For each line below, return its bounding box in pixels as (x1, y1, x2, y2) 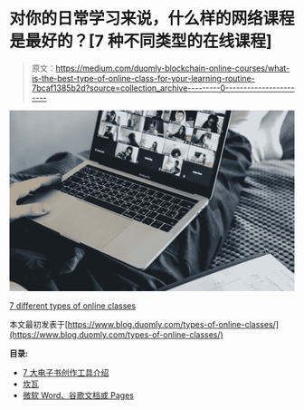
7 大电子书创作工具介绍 (22, 366, 109, 377)
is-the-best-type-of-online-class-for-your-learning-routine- (31, 73, 255, 83)
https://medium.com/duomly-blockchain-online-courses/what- (55, 63, 290, 73)
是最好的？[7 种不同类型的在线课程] (9, 31, 273, 52)
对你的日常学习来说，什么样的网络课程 (9, 8, 296, 29)
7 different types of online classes (9, 300, 137, 311)
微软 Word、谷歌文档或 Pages (22, 389, 134, 400)
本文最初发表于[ (9, 318, 69, 329)
